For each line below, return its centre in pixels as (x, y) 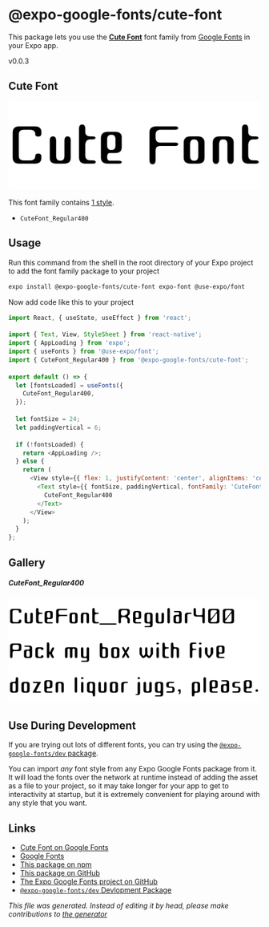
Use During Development (72, 726)
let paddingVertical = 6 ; (59, 427)
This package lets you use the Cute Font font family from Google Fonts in (129, 37)
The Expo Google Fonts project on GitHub (88, 882)
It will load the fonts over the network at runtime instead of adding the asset (133, 777)
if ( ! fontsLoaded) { (50, 444)
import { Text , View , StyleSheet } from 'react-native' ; (105, 334)
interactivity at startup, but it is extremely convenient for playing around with (134, 795)
